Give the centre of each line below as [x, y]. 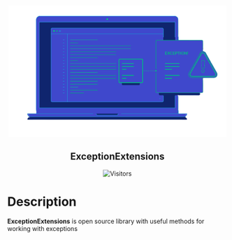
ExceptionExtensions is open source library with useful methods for [106, 221]
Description [42, 202]
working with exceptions [43, 228]
